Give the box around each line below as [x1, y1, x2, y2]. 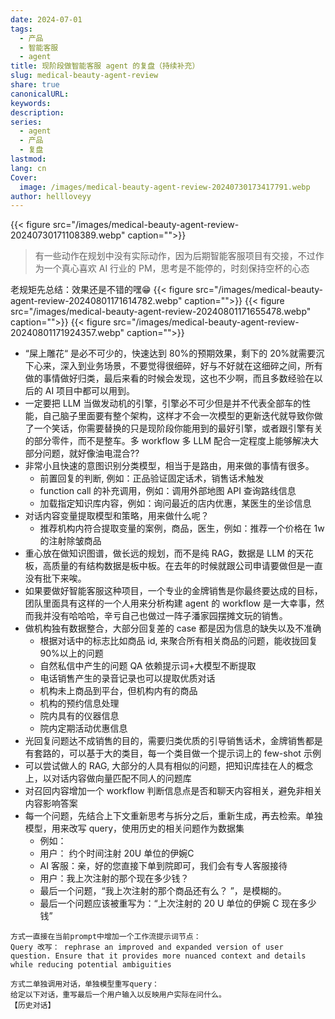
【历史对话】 [10, 1001, 56, 1011]
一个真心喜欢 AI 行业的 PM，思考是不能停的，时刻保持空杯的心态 [43, 262, 310, 275]
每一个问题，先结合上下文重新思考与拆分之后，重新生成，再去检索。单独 [24, 810, 323, 822]
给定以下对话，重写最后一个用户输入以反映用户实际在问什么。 [10, 990, 227, 1000]
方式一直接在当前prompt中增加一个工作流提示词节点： [10, 932, 202, 942]
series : [10, 117, 43, 127]
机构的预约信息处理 [39, 697, 120, 710]
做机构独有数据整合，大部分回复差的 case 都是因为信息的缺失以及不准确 [24, 622, 322, 635]
